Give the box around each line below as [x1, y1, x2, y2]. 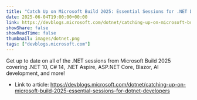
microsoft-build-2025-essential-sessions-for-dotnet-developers [14, 87, 170, 94]
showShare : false [6, 25, 49, 31]
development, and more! [6, 70, 66, 77]
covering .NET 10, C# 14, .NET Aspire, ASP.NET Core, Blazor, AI [6, 63, 159, 70]
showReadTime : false [6, 30, 57, 36]
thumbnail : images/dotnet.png [6, 36, 80, 42]
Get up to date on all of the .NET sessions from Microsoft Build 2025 [6, 57, 171, 64]
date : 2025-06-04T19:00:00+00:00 [6, 14, 88, 20]
